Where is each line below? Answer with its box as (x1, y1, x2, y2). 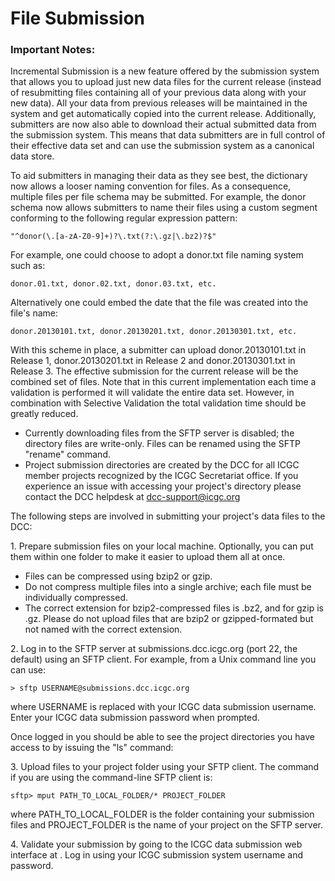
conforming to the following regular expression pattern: (10, 212, 238, 224)
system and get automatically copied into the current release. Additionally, (10, 108, 317, 120)
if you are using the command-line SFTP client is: (10, 772, 213, 784)
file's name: (10, 307, 59, 319)
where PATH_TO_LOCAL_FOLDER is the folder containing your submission (10, 808, 315, 821)
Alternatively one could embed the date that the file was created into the (10, 297, 309, 309)
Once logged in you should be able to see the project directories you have (10, 731, 315, 743)
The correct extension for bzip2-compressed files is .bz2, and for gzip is (24, 602, 324, 614)
